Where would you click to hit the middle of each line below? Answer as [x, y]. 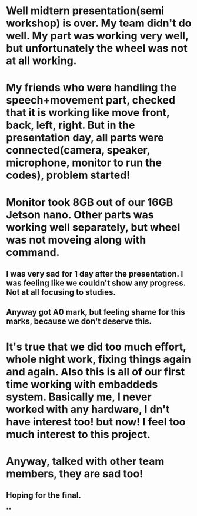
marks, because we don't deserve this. [79, 322]
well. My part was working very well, [97, 36]
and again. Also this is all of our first [96, 372]
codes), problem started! [68, 175]
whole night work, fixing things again [98, 359]
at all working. [41, 61]
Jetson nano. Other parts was [80, 214]
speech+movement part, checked [91, 100]
